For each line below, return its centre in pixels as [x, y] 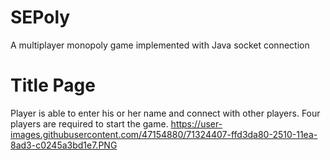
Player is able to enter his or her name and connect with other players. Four [165, 113]
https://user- [196, 123]
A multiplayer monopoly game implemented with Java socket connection [160, 45]
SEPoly [40, 17]
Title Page [53, 85]
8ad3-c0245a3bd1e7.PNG [64, 145]
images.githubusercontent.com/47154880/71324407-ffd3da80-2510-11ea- [164, 134]
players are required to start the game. [89, 123]
